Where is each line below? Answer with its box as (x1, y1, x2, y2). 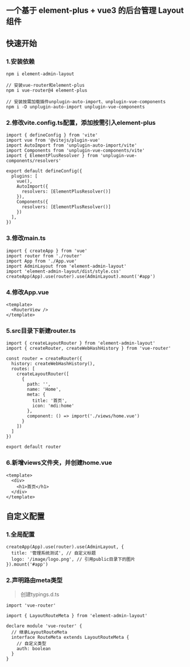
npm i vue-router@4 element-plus (6, 87, 88, 94)
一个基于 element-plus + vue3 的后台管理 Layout (6, 5, 184, 16)
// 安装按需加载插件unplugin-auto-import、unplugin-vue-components (6, 99, 166, 105)
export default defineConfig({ (6, 168, 82, 174)
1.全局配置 (6, 530, 35, 538)
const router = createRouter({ (6, 356, 82, 362)
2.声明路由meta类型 (6, 576, 63, 584)
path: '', (27, 382, 51, 387)
